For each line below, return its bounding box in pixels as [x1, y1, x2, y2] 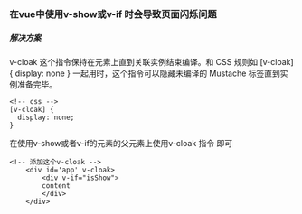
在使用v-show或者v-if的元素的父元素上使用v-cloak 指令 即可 [9, 137, 233, 148]
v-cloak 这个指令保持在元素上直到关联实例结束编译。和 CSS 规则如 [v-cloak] [9, 56, 294, 67]
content [42, 181, 71, 191]
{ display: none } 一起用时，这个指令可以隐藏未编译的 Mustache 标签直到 [9, 68, 280, 79]
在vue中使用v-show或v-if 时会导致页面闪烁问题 [9, 7, 217, 20]
